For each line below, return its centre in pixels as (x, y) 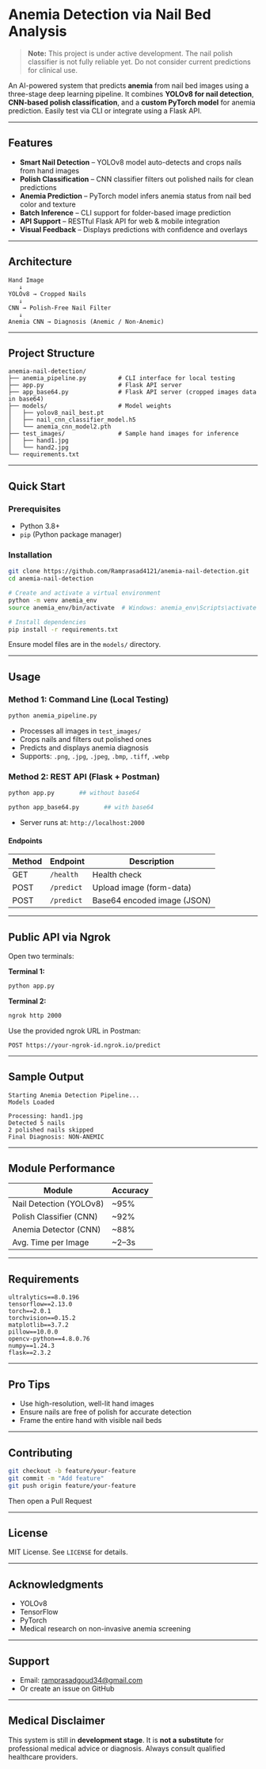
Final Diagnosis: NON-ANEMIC (56, 1137)
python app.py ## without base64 (74, 793)
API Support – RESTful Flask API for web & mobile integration (120, 221)
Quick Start (37, 486)
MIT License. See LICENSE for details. (68, 1552)
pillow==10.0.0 (33, 1332)
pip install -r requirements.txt (63, 630)
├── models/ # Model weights (90, 406)
